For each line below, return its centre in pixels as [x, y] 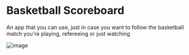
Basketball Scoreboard [65, 11]
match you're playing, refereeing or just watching [68, 33]
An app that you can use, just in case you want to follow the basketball [95, 27]
